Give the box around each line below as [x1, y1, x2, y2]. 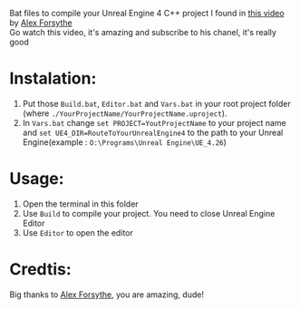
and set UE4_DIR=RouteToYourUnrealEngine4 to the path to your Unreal [22, 127, 284, 138]
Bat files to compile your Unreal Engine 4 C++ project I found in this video [9, 8, 285, 18]
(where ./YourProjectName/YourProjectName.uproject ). [22, 108, 227, 119]
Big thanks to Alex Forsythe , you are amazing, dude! [9, 289, 204, 300]
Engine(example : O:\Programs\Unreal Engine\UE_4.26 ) [22, 136, 227, 148]
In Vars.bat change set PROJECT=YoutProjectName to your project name [22, 117, 287, 128]
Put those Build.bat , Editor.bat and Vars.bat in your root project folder [22, 98, 292, 109]
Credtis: [9, 259, 73, 280]
